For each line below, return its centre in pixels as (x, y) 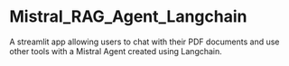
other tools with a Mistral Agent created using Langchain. (116, 51)
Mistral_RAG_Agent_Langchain (128, 17)
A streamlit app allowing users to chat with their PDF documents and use (144, 42)
